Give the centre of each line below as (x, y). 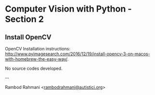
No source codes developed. (34, 68)
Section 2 (25, 19)
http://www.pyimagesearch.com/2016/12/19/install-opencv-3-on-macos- (78, 54)
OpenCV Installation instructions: (38, 49)
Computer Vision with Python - (68, 9)
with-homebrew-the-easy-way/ (36, 59)
